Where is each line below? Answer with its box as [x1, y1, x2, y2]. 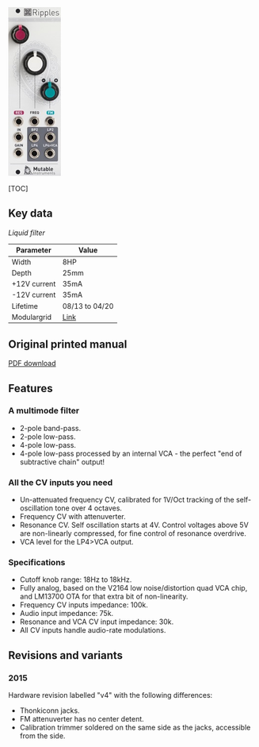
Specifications [8, 557, 66, 568]
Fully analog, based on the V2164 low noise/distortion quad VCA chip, [19, 583, 248, 593]
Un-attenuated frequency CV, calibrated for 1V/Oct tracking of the [19, 495, 235, 505]
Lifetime [11, 301, 38, 310]
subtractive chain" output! [19, 456, 105, 467]
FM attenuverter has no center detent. [19, 714, 144, 724]
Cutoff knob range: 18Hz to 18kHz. [19, 575, 132, 584]
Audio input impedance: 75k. [19, 609, 114, 618]
